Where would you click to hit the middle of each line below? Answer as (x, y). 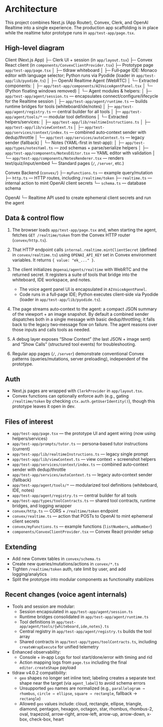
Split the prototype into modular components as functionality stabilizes (83, 579)
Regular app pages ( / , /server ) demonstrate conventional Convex (78, 353)
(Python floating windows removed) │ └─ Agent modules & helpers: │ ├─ (78, 91)
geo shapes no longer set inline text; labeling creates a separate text (87, 678)
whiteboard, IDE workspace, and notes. (52, 280)
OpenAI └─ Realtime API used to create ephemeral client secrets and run (78, 198)
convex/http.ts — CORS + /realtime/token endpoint (65, 511)
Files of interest (29, 422)
